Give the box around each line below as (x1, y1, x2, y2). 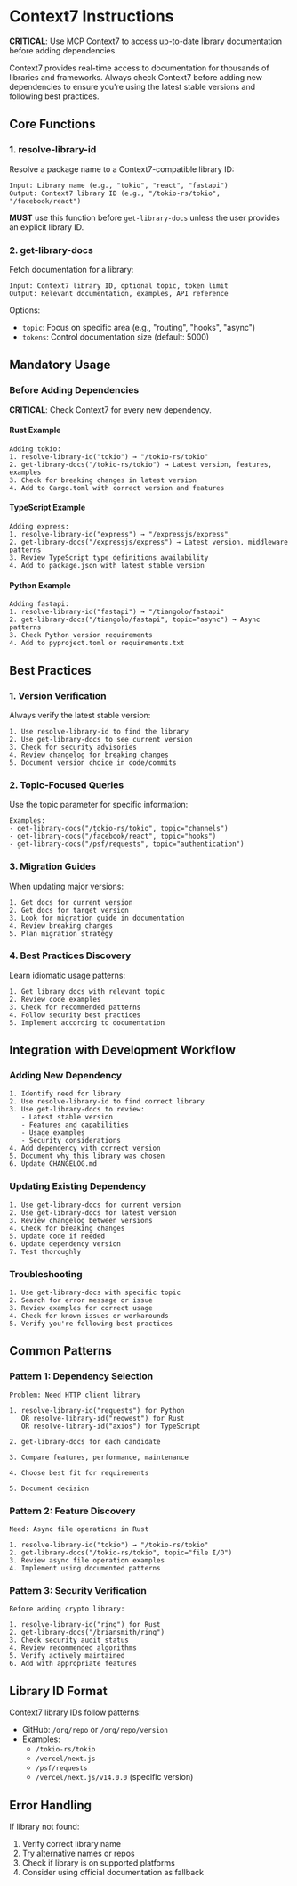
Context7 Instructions (9, 6, 174, 27)
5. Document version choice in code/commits (9, 758, 177, 767)
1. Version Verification (9, 689, 107, 701)
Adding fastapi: (9, 600, 69, 609)
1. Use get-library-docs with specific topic (9, 1288, 181, 1298)
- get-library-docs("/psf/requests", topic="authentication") (9, 840, 245, 849)
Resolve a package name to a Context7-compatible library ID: (9, 163, 235, 175)
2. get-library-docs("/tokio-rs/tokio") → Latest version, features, (9, 460, 273, 469)
